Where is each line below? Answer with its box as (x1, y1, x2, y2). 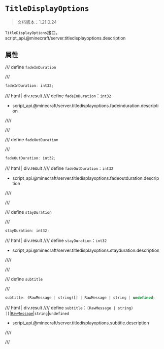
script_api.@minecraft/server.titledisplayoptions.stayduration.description (12, 247, 160, 253)
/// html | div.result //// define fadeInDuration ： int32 (5, 93, 112, 99)
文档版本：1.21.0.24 (17, 19, 57, 25)
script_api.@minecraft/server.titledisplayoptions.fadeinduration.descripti (12, 103, 159, 109)
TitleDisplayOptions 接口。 (5, 29, 61, 36)
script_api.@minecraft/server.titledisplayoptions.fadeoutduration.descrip (12, 175, 159, 181)
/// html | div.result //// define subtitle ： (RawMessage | (5, 305, 116, 311)
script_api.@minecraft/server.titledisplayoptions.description (5, 35, 126, 41)
